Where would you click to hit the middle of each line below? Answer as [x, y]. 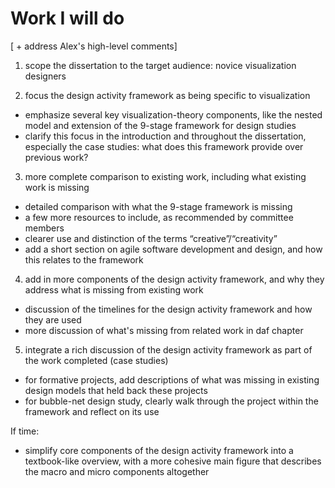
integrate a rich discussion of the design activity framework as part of [168, 349]
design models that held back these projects [116, 390]
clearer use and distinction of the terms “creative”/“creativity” [151, 238]
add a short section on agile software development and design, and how [173, 249]
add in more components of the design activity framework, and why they [174, 279]
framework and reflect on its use [92, 411]
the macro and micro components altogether [117, 471]
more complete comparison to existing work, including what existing [165, 176]
